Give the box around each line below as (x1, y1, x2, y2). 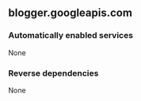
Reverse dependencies (8, 67, 99, 78)
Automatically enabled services (8, 30, 133, 41)
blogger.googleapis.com (8, 6, 133, 20)
